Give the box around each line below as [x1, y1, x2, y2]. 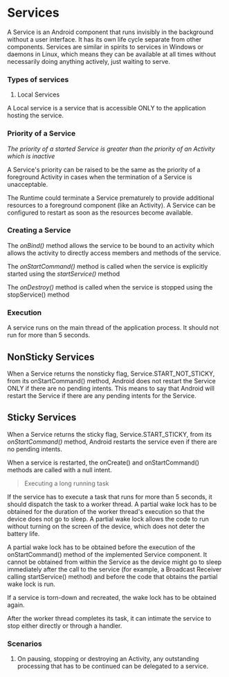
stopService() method [7, 290, 70, 299]
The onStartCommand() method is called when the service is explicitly [7, 262, 208, 270]
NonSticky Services [7, 351, 95, 362]
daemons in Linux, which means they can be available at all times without [7, 50, 217, 58]
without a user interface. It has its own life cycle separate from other [7, 35, 202, 43]
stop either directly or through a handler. [7, 621, 122, 630]
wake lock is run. [7, 580, 55, 588]
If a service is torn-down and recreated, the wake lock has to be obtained [7, 593, 217, 601]
